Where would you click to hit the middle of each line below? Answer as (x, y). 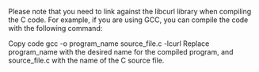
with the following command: (55, 28)
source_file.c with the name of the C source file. (86, 60)
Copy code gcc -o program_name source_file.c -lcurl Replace (109, 44)
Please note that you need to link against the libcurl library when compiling (130, 11)
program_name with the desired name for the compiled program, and (121, 52)
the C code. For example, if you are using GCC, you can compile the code (128, 20)
